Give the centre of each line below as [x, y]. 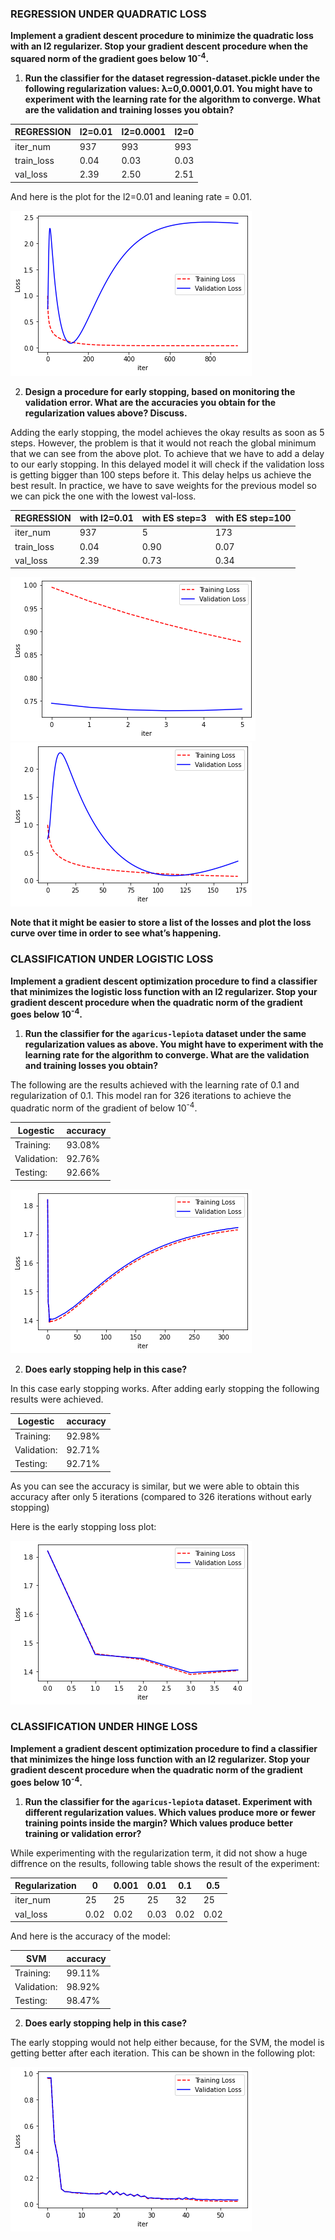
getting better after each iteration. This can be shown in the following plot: [163, 2053]
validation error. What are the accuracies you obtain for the [150, 402]
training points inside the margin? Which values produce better [158, 1823]
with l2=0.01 [106, 518]
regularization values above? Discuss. [106, 413]
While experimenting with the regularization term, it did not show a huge [159, 1853]
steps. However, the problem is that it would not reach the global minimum [163, 443]
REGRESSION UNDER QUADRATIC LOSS [108, 14]
